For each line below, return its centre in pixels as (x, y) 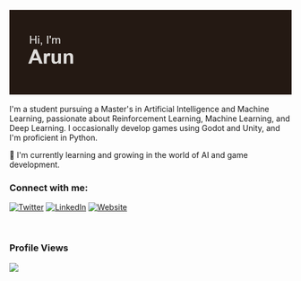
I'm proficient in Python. (54, 138)
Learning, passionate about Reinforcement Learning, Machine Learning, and (150, 119)
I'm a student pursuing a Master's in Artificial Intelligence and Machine (139, 110)
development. (34, 165)
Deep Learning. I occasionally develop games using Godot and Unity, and (145, 128)
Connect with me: (49, 188)
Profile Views (39, 248)
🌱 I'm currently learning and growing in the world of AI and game (129, 155)
